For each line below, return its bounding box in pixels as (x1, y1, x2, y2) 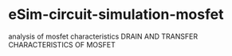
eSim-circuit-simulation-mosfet (8, 6, 224, 24)
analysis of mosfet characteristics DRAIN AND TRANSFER (8, 32, 198, 41)
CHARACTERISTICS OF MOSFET (8, 39, 116, 49)
